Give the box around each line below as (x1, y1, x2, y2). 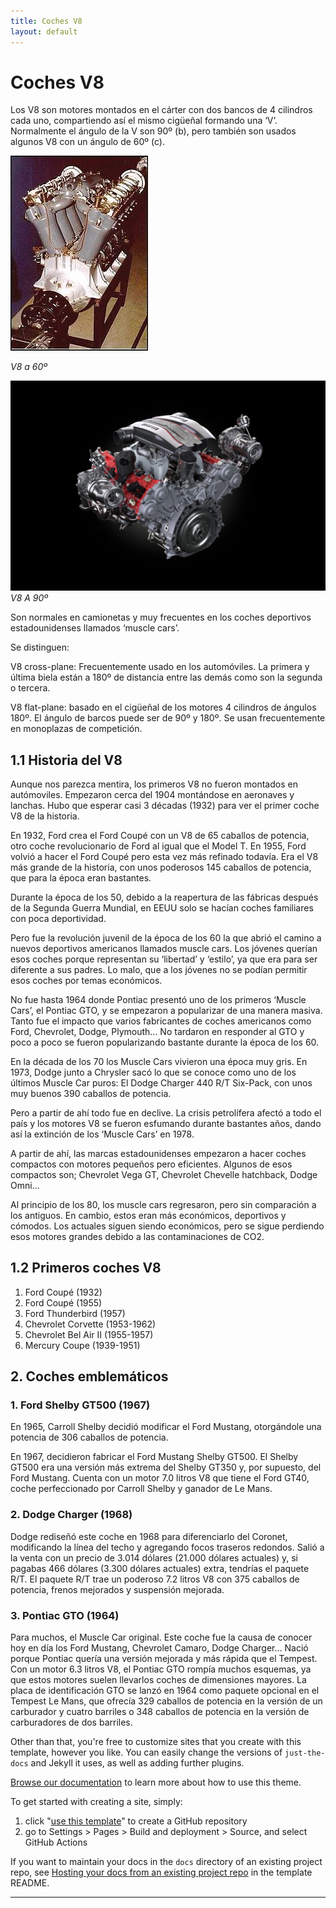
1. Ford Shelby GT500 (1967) (10, 1398, 151, 1412)
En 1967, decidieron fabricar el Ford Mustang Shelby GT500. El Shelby (10, 1451, 299, 1463)
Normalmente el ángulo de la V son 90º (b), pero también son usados (10, 125, 297, 137)
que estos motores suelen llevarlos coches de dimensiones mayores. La (10, 1674, 307, 1686)
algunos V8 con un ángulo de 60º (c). (10, 136, 165, 148)
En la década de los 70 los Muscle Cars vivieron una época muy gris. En (10, 1055, 308, 1067)
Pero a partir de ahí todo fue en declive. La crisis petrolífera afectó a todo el (10, 1106, 322, 1119)
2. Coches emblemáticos (10, 1368, 169, 1385)
